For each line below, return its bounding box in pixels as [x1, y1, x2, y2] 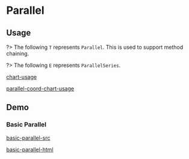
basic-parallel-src [6, 134, 51, 142]
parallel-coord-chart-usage [6, 85, 74, 92]
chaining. [6, 50, 29, 57]
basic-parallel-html [6, 146, 54, 153]
